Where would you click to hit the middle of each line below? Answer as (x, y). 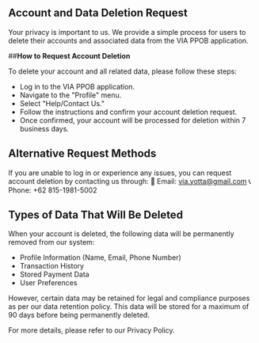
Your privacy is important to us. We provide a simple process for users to (127, 32)
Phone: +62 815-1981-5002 (53, 190)
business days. (44, 128)
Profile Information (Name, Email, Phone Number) (101, 257)
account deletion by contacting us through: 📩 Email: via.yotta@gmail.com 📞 (130, 181)
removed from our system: (51, 242)
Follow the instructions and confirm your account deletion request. (128, 112)
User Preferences (48, 283)
